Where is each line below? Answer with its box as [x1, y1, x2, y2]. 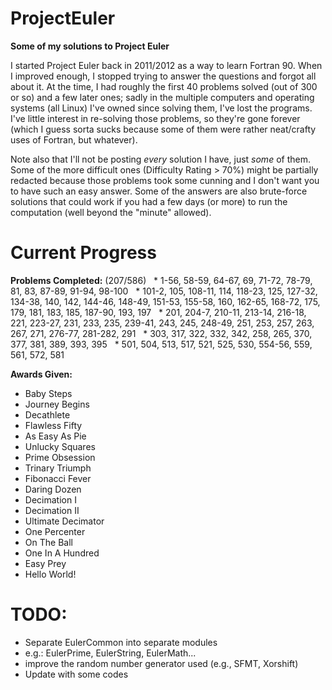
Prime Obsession [24, 451, 96, 463]
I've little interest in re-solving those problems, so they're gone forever [10, 112, 301, 124]
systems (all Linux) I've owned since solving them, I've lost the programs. [10, 102, 313, 114]
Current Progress [10, 242, 157, 264]
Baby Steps [24, 387, 73, 399]
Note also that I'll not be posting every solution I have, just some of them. [10, 153, 311, 165]
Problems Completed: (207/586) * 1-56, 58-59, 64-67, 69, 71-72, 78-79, [10, 274, 313, 286]
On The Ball [24, 536, 73, 548]
